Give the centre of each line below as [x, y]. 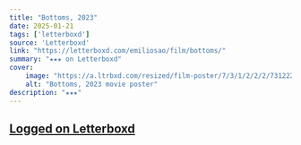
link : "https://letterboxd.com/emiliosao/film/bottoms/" [118, 51]
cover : [21, 68]
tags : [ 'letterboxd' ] [50, 34]
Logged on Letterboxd [73, 128]
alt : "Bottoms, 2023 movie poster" [92, 84]
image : [38, 76]
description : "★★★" [46, 92]
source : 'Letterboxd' [50, 43]
